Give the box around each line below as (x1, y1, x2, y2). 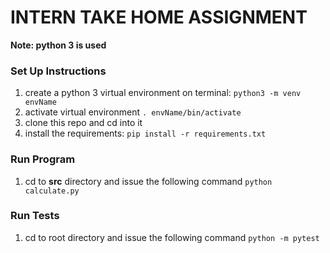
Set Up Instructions (10, 64, 107, 78)
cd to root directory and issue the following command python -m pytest (24, 231, 320, 243)
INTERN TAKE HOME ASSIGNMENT (10, 6, 308, 29)
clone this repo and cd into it (24, 117, 143, 129)
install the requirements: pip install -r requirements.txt (24, 127, 267, 140)
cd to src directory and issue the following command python (24, 175, 273, 187)
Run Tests (10, 209, 60, 223)
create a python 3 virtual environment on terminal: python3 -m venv (24, 87, 302, 99)
